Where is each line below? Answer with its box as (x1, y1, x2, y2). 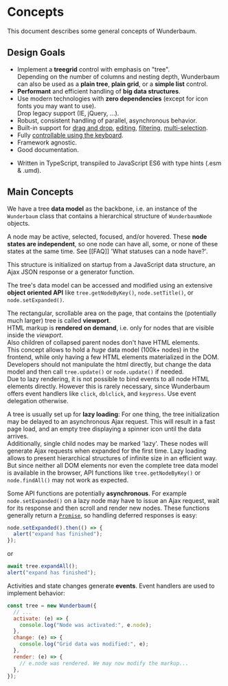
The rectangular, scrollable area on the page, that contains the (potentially (7, 309, 217, 317)
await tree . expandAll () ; (7, 563, 78, 570)
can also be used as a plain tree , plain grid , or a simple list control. (16, 80, 208, 88)
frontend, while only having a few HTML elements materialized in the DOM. (7, 352, 220, 361)
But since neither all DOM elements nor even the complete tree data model (7, 461, 218, 469)
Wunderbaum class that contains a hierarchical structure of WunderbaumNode (7, 211, 212, 220)
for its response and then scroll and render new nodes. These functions (7, 504, 210, 512)
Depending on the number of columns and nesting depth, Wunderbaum (16, 72, 220, 81)
